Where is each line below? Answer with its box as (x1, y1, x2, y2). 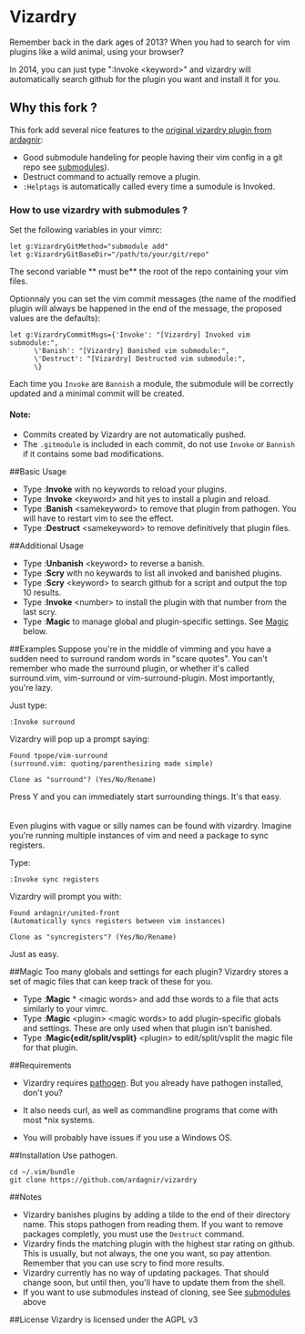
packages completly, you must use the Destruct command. (22, 1229, 245, 1240)
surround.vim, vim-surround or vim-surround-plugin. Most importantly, (9, 672, 276, 683)
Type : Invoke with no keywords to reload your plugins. (22, 484, 228, 495)
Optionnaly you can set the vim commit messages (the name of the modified (9, 294, 297, 305)
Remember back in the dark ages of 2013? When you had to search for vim (9, 36, 290, 47)
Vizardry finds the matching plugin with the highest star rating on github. (22, 1238, 296, 1249)
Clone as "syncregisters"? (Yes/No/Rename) (9, 933, 178, 942)
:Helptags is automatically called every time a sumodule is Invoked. (22, 181, 276, 192)
